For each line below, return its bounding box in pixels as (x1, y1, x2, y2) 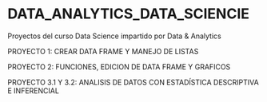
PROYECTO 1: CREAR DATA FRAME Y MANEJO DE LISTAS (7, 46, 199, 56)
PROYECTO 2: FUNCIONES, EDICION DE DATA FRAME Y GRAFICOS (7, 61, 231, 72)
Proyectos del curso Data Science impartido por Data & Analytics (7, 31, 221, 41)
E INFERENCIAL (7, 85, 59, 96)
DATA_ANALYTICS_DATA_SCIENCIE (7, 5, 249, 23)
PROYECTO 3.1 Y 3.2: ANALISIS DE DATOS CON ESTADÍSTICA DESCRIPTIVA (7, 77, 259, 87)
